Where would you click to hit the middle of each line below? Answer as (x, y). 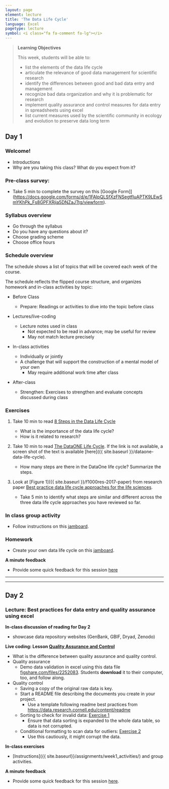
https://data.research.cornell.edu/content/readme (79, 710)
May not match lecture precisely (61, 336)
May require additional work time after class (73, 372)
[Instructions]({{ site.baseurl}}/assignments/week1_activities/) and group (88, 756)
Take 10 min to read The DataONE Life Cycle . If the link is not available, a (88, 446)
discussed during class (44, 397)
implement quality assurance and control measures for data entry (93, 105)
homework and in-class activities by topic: (49, 287)
